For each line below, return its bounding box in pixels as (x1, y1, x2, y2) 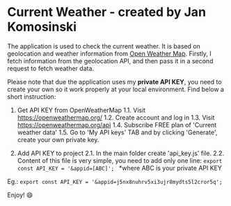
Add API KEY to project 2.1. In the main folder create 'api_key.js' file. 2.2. (17, 149, 225, 157)
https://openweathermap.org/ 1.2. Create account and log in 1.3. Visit (17, 113, 215, 122)
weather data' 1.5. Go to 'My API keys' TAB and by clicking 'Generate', (17, 128, 218, 136)
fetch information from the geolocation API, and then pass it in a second (7, 56, 214, 65)
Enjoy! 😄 (7, 191, 33, 199)
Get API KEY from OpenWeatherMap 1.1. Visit (17, 106, 146, 114)
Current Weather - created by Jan (7, 4, 207, 20)
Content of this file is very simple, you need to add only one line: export (17, 156, 223, 164)
